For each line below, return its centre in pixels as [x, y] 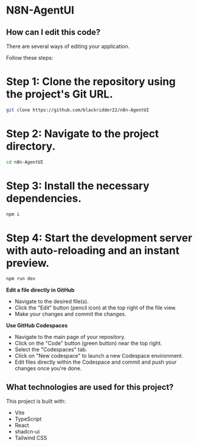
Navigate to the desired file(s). [51, 302]
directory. [31, 146]
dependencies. [44, 198]
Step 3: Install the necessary [78, 185]
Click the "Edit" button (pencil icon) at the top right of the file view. [95, 308]
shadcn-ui [27, 432]
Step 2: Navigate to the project [83, 134]
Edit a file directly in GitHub [40, 290]
